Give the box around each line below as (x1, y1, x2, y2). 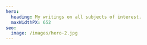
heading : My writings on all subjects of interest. (11, 14, 142, 20)
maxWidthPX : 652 (11, 19, 51, 25)
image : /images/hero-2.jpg (11, 30, 78, 36)
